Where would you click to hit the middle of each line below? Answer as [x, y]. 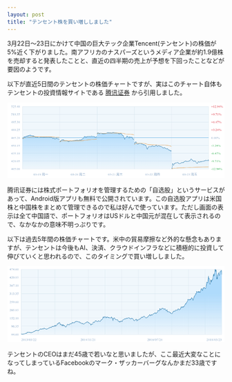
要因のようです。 [31, 69]
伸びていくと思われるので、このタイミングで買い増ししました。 [98, 257]
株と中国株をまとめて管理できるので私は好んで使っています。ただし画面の [112, 208]
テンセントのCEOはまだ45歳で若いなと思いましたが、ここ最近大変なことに [114, 354]
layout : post [26, 14]
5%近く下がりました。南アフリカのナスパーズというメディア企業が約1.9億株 [115, 52]
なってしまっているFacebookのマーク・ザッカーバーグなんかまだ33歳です [112, 363]
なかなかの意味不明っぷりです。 [64, 225]
